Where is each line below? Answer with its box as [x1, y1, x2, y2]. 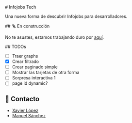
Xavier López [12, 108, 39, 113]
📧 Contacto [5, 94, 40, 103]
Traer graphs [12, 53, 38, 59]
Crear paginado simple [12, 64, 58, 70]
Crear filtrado [12, 59, 39, 64]
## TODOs [5, 44, 27, 49]
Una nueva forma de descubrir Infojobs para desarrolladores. [5, 14, 128, 19]
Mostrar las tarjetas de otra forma [12, 70, 80, 76]
